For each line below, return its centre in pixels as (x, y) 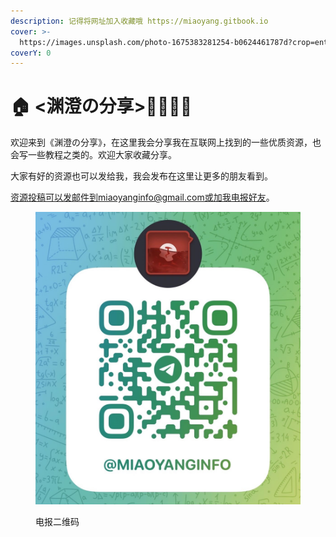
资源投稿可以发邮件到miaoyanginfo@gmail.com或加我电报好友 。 (142, 197)
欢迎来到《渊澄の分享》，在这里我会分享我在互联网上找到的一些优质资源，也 (166, 142)
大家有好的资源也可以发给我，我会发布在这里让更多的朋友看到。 (141, 176)
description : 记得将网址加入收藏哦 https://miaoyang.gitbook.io (139, 21)
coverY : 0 (31, 53)
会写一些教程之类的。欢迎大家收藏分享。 (93, 155)
